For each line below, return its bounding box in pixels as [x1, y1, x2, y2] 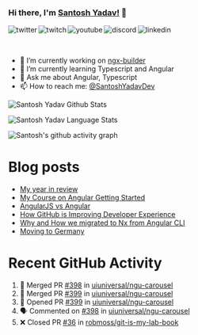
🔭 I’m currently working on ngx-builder [19, 55, 147, 66]
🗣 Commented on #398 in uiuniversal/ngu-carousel [19, 306, 190, 316]
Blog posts [8, 158, 80, 177]
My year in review [19, 185, 78, 194]
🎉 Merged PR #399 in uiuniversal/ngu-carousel [19, 289, 173, 299]
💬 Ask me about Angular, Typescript [19, 73, 138, 82]
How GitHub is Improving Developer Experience [19, 210, 176, 219]
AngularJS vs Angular [19, 201, 91, 211]
